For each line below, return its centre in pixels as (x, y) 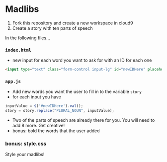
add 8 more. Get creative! (39, 126)
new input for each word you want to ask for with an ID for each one (82, 60)
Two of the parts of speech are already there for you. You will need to (83, 120)
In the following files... (28, 38)
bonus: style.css (26, 144)
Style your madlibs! (25, 155)
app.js (13, 81)
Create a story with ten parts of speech (52, 28)
